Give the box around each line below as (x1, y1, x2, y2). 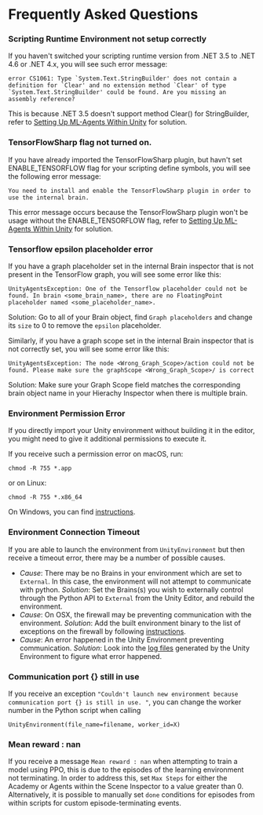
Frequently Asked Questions (8, 5, 199, 24)
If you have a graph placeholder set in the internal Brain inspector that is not (8, 261, 254, 271)
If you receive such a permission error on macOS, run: (8, 449, 184, 459)
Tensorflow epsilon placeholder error (8, 243, 153, 254)
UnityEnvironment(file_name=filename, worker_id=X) (8, 720, 181, 729)
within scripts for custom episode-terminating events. (8, 799, 182, 808)
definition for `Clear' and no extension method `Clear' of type (8, 82, 226, 89)
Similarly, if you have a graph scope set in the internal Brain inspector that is (8, 336, 254, 346)
